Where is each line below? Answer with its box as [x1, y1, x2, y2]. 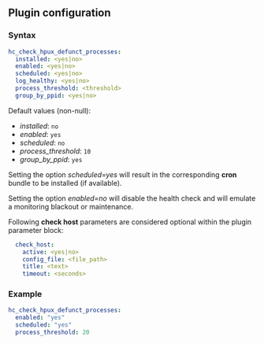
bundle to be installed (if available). [8, 178, 122, 187]
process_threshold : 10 [19, 146, 91, 156]
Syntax [8, 30, 36, 41]
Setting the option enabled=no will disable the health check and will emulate [8, 193, 256, 203]
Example [8, 289, 43, 300]
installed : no [19, 121, 59, 131]
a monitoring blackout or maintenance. [8, 202, 134, 211]
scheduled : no [19, 138, 65, 147]
